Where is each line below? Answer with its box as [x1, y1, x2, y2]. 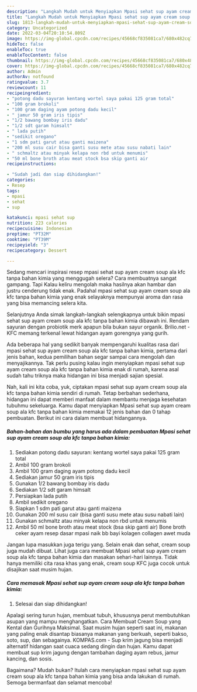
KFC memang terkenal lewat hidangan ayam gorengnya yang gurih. [6, 330, 169, 337]
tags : [6, 188, 20, 194]
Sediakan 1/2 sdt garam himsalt [15, 487, 91, 494]
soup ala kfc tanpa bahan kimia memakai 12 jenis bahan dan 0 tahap [6, 408, 171, 416]
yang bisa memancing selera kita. [6, 300, 88, 307]
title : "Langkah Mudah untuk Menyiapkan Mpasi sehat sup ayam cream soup [6, 14, 191, 20]
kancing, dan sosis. [6, 655, 53, 662]
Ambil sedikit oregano [15, 499, 68, 506]
